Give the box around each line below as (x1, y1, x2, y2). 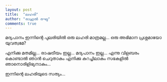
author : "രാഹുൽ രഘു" (5, 16, 51, 21)
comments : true (5, 21, 37, 26)
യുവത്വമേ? (5, 40, 26, 46)
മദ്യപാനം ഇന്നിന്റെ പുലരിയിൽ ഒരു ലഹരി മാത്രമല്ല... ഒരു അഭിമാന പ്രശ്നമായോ (5, 35, 162, 41)
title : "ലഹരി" (5, 12, 39, 17)
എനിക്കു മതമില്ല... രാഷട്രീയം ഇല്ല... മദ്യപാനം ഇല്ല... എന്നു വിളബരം (5, 50, 139, 56)
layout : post (5, 7, 32, 12)
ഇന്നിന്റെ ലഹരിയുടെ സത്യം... (5, 71, 66, 77)
